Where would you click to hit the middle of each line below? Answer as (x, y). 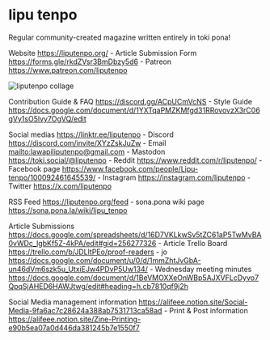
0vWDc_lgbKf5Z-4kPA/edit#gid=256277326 (82, 243)
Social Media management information (73, 302)
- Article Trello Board (193, 243)
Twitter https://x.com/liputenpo (60, 186)
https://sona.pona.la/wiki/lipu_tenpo (68, 210)
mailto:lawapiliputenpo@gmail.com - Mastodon (87, 151)
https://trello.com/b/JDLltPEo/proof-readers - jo (88, 252)
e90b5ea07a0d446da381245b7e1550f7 (74, 327)
